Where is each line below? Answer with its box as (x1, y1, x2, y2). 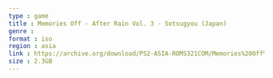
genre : (8, 27, 35, 35)
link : (8, 50, 31, 58)
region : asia (8, 42, 57, 50)
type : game (8, 11, 49, 20)
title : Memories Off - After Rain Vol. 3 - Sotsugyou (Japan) (8, 19, 227, 28)
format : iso (8, 34, 53, 43)
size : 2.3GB (8, 58, 53, 66)
